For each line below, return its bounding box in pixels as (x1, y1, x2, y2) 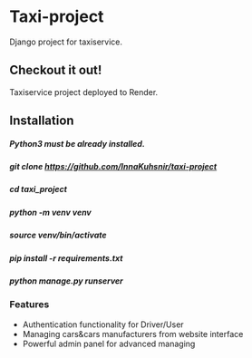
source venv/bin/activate (9, 229, 107, 241)
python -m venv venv (9, 207, 92, 218)
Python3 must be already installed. (9, 138, 145, 149)
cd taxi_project (9, 184, 68, 195)
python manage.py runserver (9, 275, 124, 286)
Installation (9, 113, 74, 129)
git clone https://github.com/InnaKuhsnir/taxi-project (9, 161, 218, 172)
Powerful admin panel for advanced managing (22, 338, 196, 349)
